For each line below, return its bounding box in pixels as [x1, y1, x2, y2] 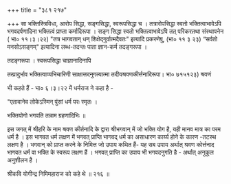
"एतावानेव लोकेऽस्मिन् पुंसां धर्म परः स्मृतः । [7, 97, 98, 106]
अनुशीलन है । [7, 156, 38, 164]
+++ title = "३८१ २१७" [7, 6, 67, 14]
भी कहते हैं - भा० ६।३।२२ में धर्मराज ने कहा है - [7, 84, 113, 92]
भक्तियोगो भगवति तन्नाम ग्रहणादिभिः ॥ [7, 111, 86, 119]
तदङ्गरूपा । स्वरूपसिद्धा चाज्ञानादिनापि [7, 56, 91, 65]
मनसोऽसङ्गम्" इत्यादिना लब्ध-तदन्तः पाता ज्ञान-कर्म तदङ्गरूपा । [7, 43, 148, 51]
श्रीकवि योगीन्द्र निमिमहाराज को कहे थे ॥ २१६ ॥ [7, 170, 110, 178]
